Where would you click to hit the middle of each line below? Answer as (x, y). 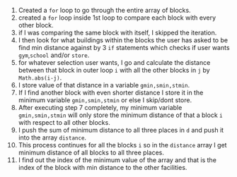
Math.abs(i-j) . (40, 78)
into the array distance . (52, 138)
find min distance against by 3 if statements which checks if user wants (124, 48)
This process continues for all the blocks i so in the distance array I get (122, 145)
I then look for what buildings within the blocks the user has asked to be (123, 40)
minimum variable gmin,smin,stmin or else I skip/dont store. (105, 100)
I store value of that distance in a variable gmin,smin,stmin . (104, 85)
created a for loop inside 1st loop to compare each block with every (117, 18)
